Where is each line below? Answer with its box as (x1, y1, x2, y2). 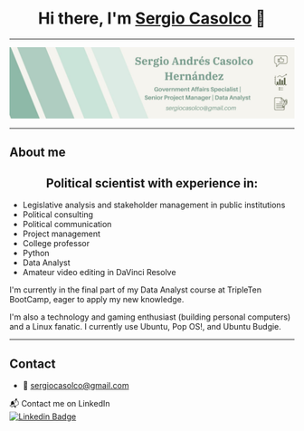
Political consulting (22, 209, 93, 220)
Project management (22, 228, 101, 239)
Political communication (22, 219, 112, 230)
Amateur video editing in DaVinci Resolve (22, 267, 176, 278)
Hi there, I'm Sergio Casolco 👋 (37, 8, 267, 29)
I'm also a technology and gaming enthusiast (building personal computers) (9, 311, 291, 322)
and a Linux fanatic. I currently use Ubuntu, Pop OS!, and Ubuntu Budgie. (9, 321, 282, 332)
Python (22, 248, 50, 259)
